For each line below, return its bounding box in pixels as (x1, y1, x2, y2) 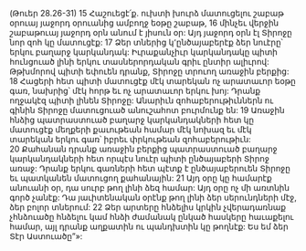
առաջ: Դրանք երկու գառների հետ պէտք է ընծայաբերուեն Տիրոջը (9, 163, 290, 173)
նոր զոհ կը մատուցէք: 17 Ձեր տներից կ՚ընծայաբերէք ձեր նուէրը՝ (9, 37, 283, 47)
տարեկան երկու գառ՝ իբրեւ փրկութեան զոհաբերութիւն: (9, 134, 251, 144)
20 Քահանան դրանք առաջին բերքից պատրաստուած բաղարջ (9, 143, 278, 154)
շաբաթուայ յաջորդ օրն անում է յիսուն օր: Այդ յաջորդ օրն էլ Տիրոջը (9, 27, 292, 37)
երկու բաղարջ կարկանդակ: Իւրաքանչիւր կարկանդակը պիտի (9, 47, 279, 58)
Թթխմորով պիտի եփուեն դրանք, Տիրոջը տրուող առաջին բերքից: (9, 66, 290, 77)
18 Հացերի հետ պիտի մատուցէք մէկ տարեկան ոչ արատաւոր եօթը (9, 76, 297, 86)
